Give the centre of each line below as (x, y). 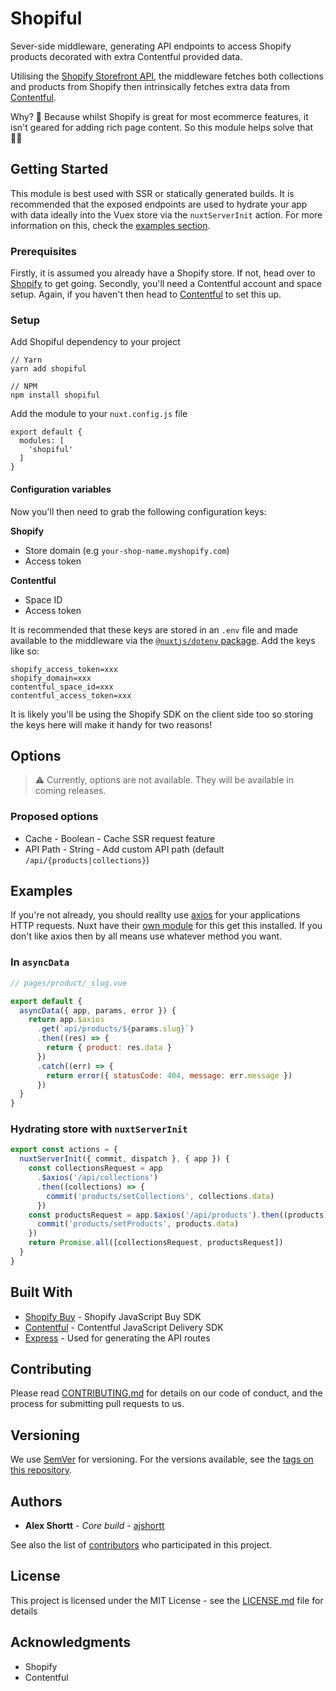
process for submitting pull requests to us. (97, 1404)
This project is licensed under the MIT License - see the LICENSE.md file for (167, 1600)
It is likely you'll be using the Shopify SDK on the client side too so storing (161, 714)
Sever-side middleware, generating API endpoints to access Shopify (151, 46)
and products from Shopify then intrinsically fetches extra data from (150, 86)
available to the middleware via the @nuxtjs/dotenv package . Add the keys (163, 640)
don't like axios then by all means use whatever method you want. (146, 936)
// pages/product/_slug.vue (69, 983)
